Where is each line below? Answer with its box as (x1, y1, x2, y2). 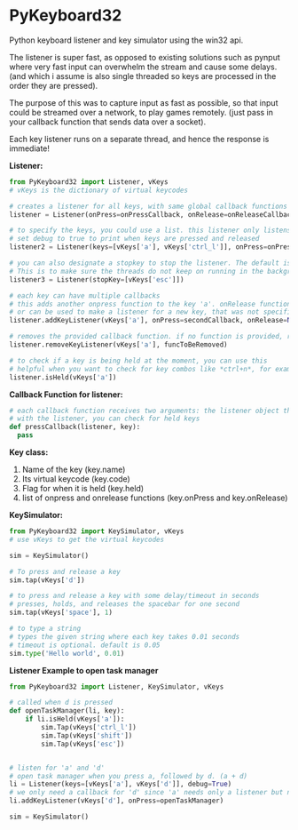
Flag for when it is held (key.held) (21, 483, 145, 494)
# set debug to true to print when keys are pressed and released (9, 235, 260, 243)
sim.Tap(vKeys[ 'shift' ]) (41, 730, 133, 740)
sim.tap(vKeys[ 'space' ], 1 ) (9, 608, 114, 618)
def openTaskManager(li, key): (9, 706, 125, 715)
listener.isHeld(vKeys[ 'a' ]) (9, 372, 117, 382)
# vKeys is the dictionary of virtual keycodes (9, 186, 189, 195)
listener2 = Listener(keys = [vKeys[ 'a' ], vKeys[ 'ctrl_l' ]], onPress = (9, 243, 268, 251)
